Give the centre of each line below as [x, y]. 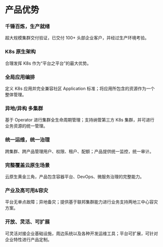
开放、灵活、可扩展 [27, 222]
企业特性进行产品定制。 [28, 239]
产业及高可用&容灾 [27, 190]
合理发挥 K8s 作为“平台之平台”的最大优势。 [48, 63]
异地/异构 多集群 [24, 108]
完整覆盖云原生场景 [27, 165]
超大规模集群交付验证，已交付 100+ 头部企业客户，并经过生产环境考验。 [77, 38]
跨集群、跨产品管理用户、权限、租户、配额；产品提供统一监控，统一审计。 [79, 151]
